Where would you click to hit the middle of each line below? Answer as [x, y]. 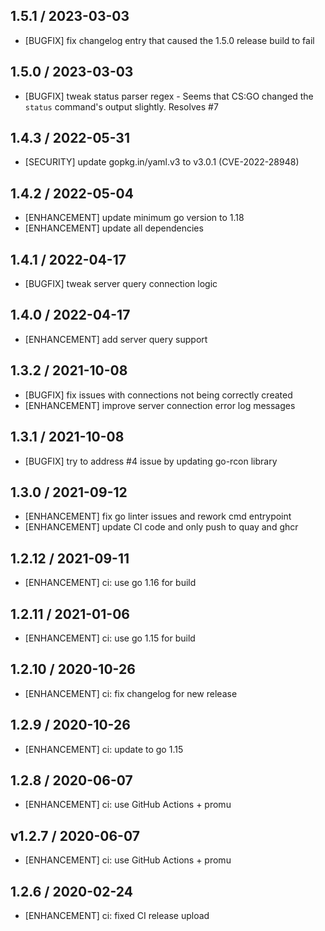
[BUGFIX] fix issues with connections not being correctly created [158, 395]
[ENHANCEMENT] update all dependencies [114, 228]
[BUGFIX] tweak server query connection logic [121, 284]
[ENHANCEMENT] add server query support [116, 339]
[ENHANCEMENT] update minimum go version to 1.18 [134, 218]
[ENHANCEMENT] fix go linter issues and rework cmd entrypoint [158, 516]
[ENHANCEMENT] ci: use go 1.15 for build [110, 638]
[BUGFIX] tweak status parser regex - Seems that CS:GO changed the [169, 96]
